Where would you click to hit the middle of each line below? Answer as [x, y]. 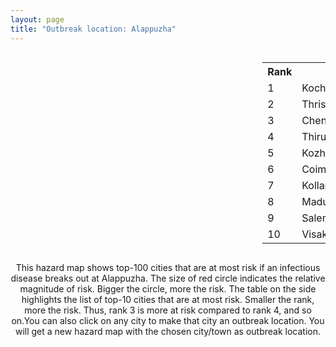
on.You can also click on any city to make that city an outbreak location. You [168, 320]
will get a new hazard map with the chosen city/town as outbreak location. [168, 331]
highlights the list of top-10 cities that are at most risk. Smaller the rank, [168, 299]
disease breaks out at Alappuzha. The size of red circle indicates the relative [168, 278]
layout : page [37, 19]
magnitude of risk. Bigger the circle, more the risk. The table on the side [168, 288]
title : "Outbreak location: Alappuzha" [93, 29]
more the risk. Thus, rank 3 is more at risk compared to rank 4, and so [168, 310]
